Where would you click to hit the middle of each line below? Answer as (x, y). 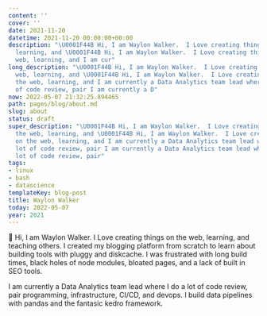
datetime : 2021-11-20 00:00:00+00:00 (71, 38)
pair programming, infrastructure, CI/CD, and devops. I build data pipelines (130, 295)
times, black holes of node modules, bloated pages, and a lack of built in (127, 263)
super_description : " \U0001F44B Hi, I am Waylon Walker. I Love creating (135, 126)
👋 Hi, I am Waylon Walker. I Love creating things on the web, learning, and (129, 237)
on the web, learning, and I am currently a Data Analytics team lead (135, 141)
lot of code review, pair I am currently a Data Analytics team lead (133, 148)
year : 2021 (26, 215)
